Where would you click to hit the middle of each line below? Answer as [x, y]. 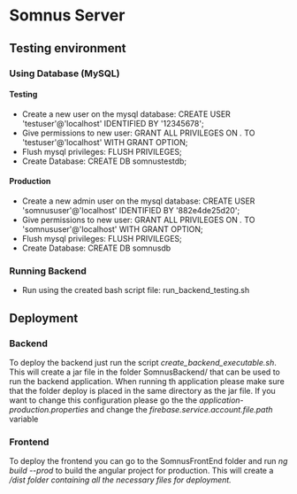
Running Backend [48, 271]
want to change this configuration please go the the [103, 400]
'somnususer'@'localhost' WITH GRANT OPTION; [112, 229]
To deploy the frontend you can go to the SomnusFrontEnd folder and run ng [148, 461]
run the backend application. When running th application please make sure [147, 381]
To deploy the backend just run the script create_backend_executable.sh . [143, 362]
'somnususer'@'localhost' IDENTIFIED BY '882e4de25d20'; [131, 210]
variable [24, 419]
